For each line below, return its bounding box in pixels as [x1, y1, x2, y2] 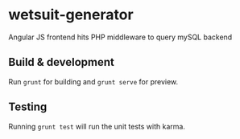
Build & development [8, 55, 114, 69]
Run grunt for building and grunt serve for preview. [8, 76, 179, 86]
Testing [8, 100, 48, 114]
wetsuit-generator [8, 6, 134, 24]
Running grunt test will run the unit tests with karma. [8, 121, 185, 131]
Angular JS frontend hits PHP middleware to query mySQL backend [8, 32, 233, 42]
